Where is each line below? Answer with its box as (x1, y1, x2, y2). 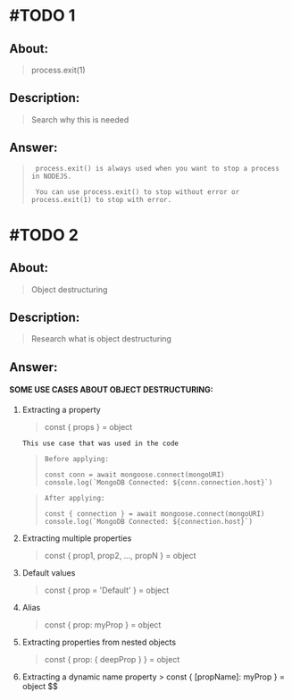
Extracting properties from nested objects (21, 637, 177, 648)
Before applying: (44, 455, 110, 464)
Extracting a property (21, 404, 101, 416)
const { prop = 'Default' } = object (44, 585, 170, 595)
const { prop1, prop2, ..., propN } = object (44, 551, 196, 561)
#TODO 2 (9, 224, 79, 245)
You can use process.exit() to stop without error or (35, 187, 240, 197)
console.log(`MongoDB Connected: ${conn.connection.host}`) (44, 478, 273, 487)
